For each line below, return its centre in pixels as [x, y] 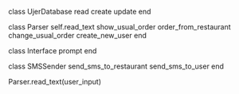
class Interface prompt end [53, 51]
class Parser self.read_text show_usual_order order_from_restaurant [119, 27]
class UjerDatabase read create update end [80, 12]
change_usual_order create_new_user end [78, 35]
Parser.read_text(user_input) [55, 82]
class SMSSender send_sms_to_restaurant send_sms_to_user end [116, 66]
